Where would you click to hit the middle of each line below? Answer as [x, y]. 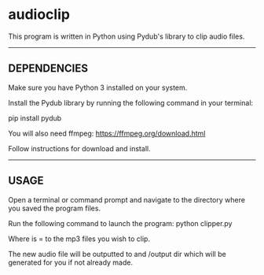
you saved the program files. [54, 208]
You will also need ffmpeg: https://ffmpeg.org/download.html [107, 133]
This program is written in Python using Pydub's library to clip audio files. [126, 36]
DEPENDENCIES [48, 69]
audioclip [39, 15]
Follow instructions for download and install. [79, 148]
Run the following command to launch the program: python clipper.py [120, 223]
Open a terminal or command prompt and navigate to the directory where [127, 199]
